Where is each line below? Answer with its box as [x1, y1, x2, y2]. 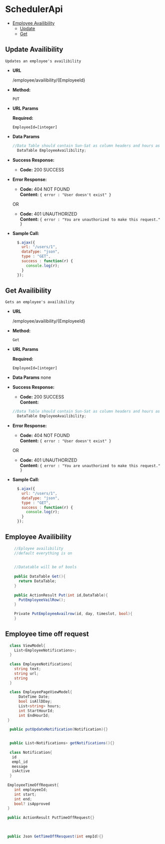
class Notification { [9, 750, 52, 755]
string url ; [14, 671, 39, 676]
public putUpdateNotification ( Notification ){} [9, 727, 108, 732]
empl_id [11, 759, 28, 764]
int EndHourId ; [18, 713, 50, 718]
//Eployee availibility [14, 546, 64, 551]
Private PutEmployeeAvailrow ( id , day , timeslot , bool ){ [14, 611, 133, 616]
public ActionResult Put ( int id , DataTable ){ [14, 592, 108, 597]
